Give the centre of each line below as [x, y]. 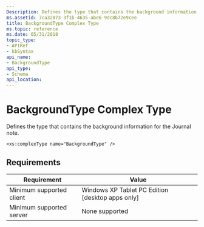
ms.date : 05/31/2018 [32, 35]
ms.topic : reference [32, 29]
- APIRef [17, 46]
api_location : [24, 80]
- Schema [17, 74]
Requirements [33, 162]
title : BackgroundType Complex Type [53, 23]
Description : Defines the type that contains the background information [102, 12]
